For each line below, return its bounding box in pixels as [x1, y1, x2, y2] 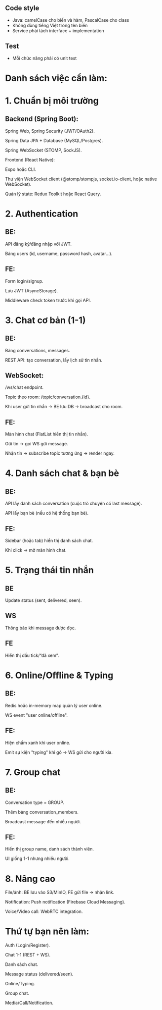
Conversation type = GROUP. [5, 799, 65, 805]
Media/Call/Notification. [5, 1000, 53, 1006]
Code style [5, 4, 40, 12]
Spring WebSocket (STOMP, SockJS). [5, 147, 82, 153]
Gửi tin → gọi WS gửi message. [5, 441, 68, 447]
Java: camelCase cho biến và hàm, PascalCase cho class [12, 17, 129, 23]
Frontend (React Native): [5, 157, 55, 162]
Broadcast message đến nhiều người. [5, 818, 81, 824]
